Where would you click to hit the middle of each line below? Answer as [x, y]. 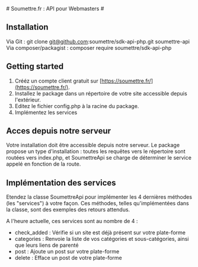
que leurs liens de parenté [47, 245]
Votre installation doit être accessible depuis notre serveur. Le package [93, 145]
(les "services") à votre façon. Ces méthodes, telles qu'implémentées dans [98, 204]
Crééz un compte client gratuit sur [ [58, 81]
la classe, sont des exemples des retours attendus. [68, 209]
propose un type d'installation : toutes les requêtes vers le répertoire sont [96, 151]
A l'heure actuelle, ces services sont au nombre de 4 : [72, 221]
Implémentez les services [46, 112]
